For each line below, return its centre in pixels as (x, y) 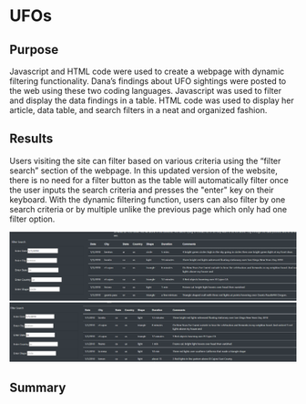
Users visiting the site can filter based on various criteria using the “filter (145, 161)
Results (31, 139)
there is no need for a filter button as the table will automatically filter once (149, 180)
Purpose (34, 50)
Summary (38, 387)
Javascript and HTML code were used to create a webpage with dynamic (147, 71)
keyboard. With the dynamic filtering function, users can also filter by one (148, 199)
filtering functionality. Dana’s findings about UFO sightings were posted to (148, 81)
